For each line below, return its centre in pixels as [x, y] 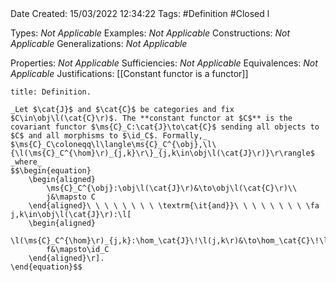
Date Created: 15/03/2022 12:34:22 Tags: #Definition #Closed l [140, 13]
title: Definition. [51, 92]
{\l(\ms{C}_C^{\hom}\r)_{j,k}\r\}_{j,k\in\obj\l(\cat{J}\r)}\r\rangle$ [162, 153]
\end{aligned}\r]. [66, 258]
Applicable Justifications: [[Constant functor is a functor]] [129, 73]
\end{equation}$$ [46, 267]
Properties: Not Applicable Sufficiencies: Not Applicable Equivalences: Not [164, 63]
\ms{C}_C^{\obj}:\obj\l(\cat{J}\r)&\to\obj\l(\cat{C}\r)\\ [172, 188]
